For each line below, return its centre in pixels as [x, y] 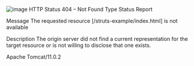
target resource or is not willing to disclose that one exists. [79, 45]
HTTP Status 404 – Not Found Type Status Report [91, 9]
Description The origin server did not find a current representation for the [97, 39]
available [17, 27]
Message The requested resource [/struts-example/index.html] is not [92, 21]
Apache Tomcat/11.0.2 [34, 57]
